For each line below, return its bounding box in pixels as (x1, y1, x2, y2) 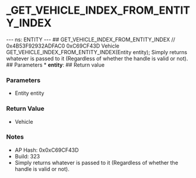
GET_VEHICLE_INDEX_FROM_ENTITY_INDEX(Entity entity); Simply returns (6, 48, 188, 55)
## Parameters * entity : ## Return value (6, 61, 105, 68)
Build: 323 (14, 152, 40, 160)
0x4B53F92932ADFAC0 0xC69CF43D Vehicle (6, 42, 120, 49)
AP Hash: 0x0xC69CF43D (14, 146, 79, 154)
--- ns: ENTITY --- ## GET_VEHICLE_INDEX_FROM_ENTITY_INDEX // (6, 36, 175, 43)
